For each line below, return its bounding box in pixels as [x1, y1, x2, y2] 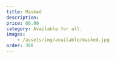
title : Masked [6, 8, 42, 15]
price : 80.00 [6, 20, 39, 26]
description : [6, 14, 39, 21]
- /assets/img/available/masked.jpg [17, 37, 110, 43]
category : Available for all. [6, 25, 83, 32]
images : [6, 31, 26, 37]
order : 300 [6, 43, 34, 49]
